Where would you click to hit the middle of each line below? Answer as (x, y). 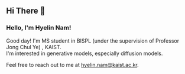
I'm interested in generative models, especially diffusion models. (85, 53)
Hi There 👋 (26, 11)
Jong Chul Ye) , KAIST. (34, 47)
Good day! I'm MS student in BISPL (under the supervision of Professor (92, 41)
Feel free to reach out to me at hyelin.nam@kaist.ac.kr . (72, 65)
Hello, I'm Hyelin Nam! (39, 28)
